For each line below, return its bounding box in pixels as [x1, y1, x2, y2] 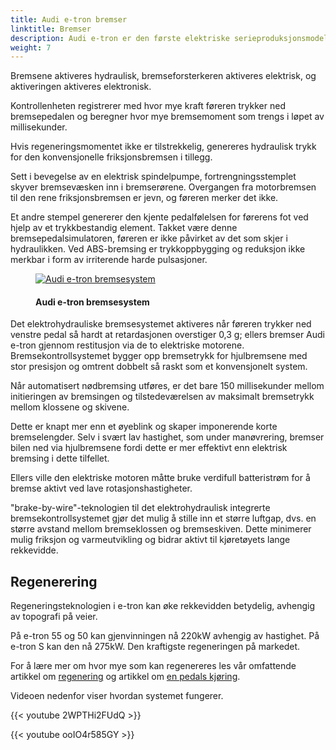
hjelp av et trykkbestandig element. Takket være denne [10, 222, 238, 234]
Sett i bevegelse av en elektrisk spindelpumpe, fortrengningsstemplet [10, 171, 297, 183]
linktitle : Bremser [10, 24, 92, 34]
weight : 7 [10, 42, 52, 53]
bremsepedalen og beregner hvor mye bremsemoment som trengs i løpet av [10, 111, 325, 123]
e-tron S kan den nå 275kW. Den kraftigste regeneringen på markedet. [10, 641, 301, 653]
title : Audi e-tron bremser [10, 14, 128, 25]
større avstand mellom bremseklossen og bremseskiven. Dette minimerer [10, 523, 312, 535]
